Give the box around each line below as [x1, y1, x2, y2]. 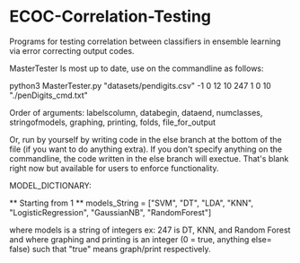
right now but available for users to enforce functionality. [9, 162, 219, 173]
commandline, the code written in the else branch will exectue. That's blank [9, 153, 289, 163]
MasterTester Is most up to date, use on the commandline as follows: [9, 63, 264, 74]
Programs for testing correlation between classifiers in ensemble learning [9, 36, 281, 47]
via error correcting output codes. [9, 45, 135, 56]
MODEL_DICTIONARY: [9, 180, 92, 190]
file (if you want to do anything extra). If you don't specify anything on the [9, 144, 283, 154]
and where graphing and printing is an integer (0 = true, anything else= [9, 233, 272, 244]
